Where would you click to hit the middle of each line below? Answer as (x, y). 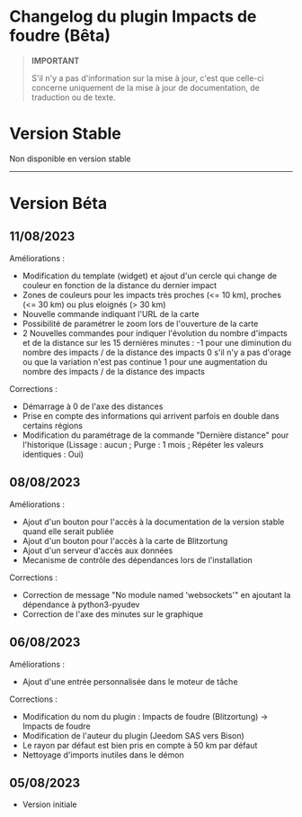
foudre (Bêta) (60, 36)
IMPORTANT (55, 60)
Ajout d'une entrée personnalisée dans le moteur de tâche (130, 681)
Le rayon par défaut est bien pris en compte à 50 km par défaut (140, 745)
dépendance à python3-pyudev (81, 604)
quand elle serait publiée (68, 531)
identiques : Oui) (53, 454)
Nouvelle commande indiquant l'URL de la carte (111, 313)
